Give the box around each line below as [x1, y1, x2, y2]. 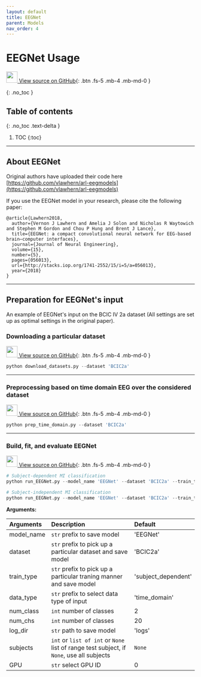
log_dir [9, 626, 29, 634]
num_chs [9, 616, 35, 625]
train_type [9, 572, 38, 580]
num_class [9, 607, 39, 615]
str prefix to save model [51, 530, 120, 538]
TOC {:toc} [14, 134, 42, 141]
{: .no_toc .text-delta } [6, 122, 60, 129]
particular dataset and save [51, 547, 128, 556]
